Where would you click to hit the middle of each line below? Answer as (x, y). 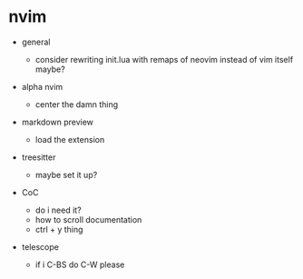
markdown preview (58, 122)
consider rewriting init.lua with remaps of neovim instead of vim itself (164, 59)
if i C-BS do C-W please (80, 264)
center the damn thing (77, 104)
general (36, 42)
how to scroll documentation (88, 219)
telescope (40, 246)
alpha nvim (42, 86)
